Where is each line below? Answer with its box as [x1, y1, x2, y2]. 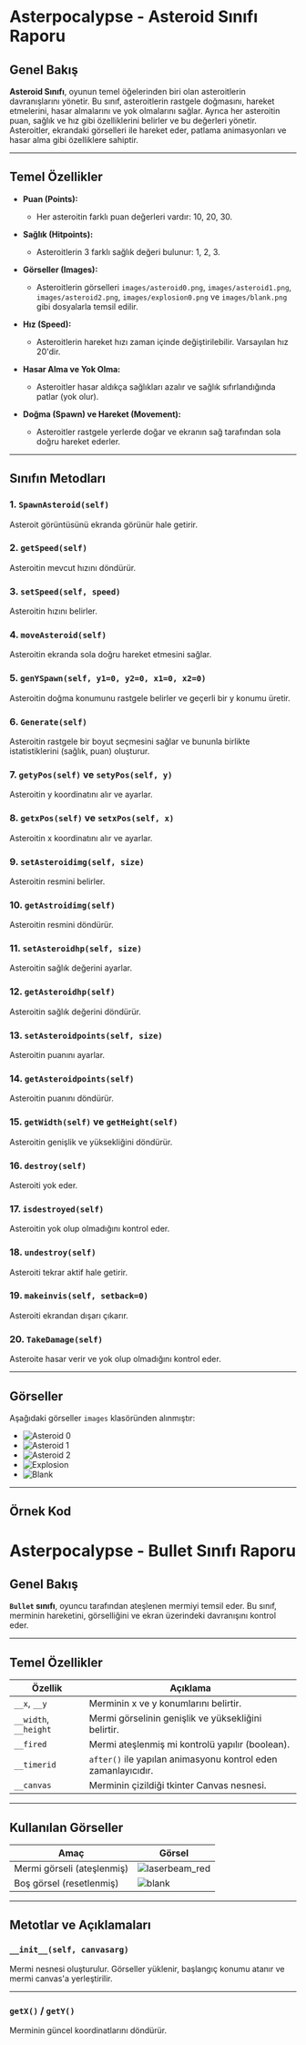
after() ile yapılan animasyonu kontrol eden [88, 1753, 278, 1765]
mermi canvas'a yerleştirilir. [9, 1973, 113, 1984]
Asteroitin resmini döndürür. [9, 920, 114, 931]
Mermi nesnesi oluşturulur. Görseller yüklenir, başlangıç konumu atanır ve [9, 1963, 285, 1974]
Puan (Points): [22, 193, 78, 204]
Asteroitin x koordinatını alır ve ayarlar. [9, 832, 153, 843]
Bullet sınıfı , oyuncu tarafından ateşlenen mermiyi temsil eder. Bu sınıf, [9, 1601, 278, 1612]
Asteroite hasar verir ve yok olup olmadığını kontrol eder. [9, 1354, 221, 1365]
